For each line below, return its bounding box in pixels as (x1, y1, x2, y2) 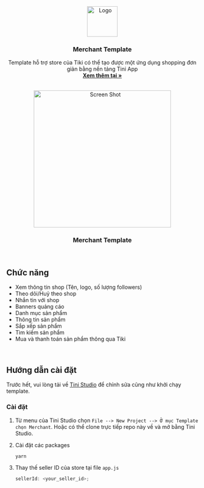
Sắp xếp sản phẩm (15, 322, 62, 330)
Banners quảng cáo (15, 303, 65, 310)
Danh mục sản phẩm (15, 309, 68, 317)
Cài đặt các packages (15, 441, 70, 448)
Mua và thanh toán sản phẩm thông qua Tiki (15, 335, 126, 343)
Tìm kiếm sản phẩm (15, 329, 65, 336)
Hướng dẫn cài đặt (6, 365, 77, 375)
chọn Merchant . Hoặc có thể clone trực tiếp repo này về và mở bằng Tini (15, 423, 195, 430)
